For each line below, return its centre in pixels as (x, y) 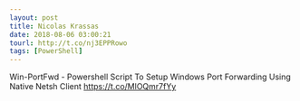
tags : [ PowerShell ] (46, 51)
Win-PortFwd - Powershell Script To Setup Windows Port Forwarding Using (150, 77)
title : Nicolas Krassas (54, 26)
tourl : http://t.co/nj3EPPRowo (68, 43)
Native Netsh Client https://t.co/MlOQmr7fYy (93, 87)
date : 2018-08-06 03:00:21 (60, 34)
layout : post (34, 18)
